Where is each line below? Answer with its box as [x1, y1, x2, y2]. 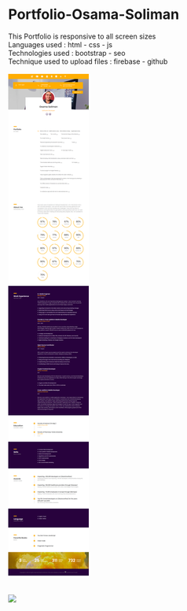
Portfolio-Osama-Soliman [8, 6, 179, 24]
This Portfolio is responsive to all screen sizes [8, 31, 156, 41]
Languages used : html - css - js [8, 39, 112, 49]
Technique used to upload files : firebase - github [8, 57, 168, 66]
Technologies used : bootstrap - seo [8, 48, 126, 57]
